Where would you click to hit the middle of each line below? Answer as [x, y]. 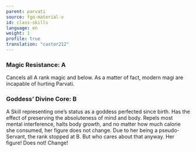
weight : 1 [18, 33]
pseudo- [169, 130]
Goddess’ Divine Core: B [42, 99]
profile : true [23, 39]
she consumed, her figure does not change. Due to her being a [82, 130]
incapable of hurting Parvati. [40, 84]
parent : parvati [26, 11]
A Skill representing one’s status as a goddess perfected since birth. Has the [98, 112]
